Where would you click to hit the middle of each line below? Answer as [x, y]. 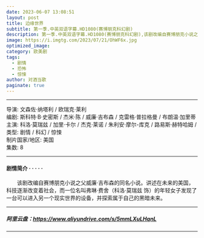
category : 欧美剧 [27, 52]
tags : [13, 57]
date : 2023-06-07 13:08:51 [40, 12]
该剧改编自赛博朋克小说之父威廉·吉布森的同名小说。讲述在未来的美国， [105, 183]
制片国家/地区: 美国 [30, 140]
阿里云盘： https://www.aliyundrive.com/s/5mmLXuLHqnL [81, 219]
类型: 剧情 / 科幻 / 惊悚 [34, 132]
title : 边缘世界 [25, 23]
